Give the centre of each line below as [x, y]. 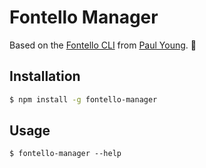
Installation [45, 76]
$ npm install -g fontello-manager [83, 99]
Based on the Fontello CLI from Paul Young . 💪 [103, 45]
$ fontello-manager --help [65, 154]
